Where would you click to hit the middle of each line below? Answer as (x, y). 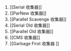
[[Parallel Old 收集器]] (32, 31)
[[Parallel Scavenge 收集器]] (38, 19)
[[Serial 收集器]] (26, 7)
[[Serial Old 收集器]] (30, 25)
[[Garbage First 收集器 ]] (35, 43)
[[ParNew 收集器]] (28, 13)
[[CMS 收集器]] (25, 37)
